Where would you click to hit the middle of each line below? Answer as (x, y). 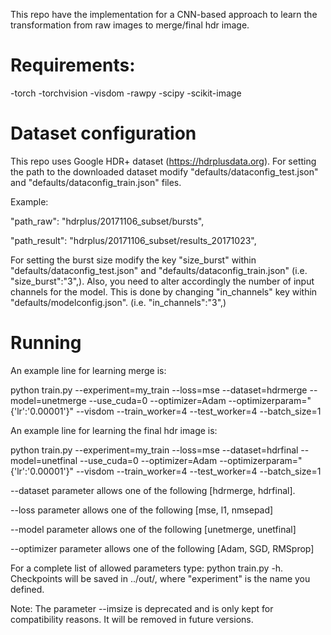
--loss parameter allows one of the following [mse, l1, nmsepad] (142, 510)
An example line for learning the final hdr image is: (114, 430)
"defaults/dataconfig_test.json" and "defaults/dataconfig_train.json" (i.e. (159, 270)
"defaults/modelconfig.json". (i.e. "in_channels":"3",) (118, 302)
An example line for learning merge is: (88, 370)
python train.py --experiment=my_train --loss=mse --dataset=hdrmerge (159, 390)
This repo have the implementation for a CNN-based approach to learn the (164, 14)
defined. (27, 589)
